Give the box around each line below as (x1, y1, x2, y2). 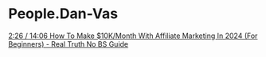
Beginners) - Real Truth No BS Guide (8, 39, 129, 48)
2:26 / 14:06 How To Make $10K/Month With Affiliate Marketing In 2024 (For (8, 31, 258, 40)
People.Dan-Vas (8, 5, 118, 23)
